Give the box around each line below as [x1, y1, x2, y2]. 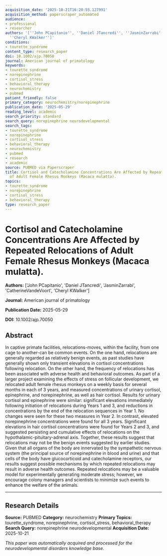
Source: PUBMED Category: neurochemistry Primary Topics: [5, 514, 132, 520]
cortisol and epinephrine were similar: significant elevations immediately [5, 397, 153, 403]
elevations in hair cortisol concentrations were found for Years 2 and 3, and [5, 424, 160, 430]
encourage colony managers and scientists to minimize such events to [5, 477, 150, 483]
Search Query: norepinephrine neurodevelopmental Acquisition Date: [5, 525, 149, 531]
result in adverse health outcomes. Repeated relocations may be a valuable [5, 466, 159, 472]
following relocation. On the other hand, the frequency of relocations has [5, 366, 154, 371]
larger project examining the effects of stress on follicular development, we [5, 376, 159, 382]
